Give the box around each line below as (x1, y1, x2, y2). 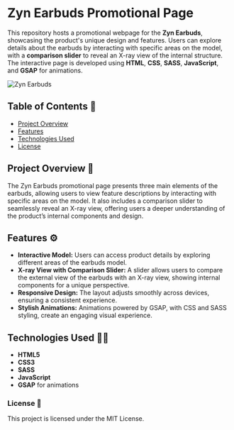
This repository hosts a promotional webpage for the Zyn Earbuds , (7, 28, 204, 37)
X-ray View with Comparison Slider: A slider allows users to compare (17, 266, 223, 275)
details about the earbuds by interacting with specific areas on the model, (7, 43, 223, 52)
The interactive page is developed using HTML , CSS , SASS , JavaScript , (7, 58, 218, 67)
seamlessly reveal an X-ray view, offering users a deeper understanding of (7, 204, 225, 212)
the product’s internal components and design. (7, 211, 144, 220)
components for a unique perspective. (17, 281, 130, 290)
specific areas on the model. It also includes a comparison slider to (7, 197, 204, 205)
